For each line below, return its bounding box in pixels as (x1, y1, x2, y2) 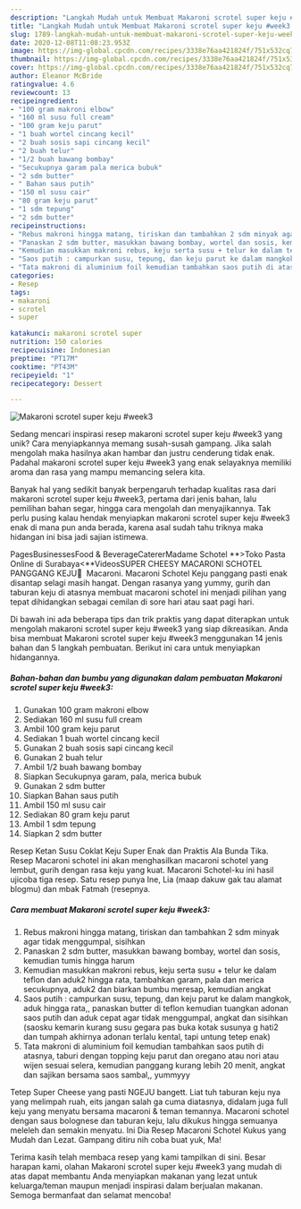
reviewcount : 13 (10, 88, 71, 97)
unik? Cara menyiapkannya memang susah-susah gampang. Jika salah (10, 438, 272, 449)
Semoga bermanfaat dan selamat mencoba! (10, 1190, 171, 1201)
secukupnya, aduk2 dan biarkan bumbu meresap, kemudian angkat (22, 984, 272, 995)
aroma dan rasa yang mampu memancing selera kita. (10, 467, 205, 477)
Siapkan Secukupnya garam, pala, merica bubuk (22, 771, 202, 782)
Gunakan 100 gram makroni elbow (22, 705, 150, 716)
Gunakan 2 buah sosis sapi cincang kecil (22, 742, 173, 753)
